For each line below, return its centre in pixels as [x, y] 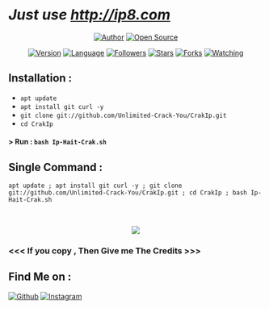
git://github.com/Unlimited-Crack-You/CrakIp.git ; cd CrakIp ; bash [128, 193]
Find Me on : [40, 277]
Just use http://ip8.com [90, 15]
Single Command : [56, 167]
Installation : [40, 78]
